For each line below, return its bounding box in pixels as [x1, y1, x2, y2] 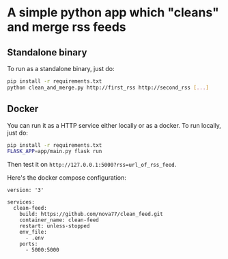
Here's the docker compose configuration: [7, 174, 126, 182]
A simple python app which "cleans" [7, 5, 220, 21]
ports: [19, 241, 38, 247]
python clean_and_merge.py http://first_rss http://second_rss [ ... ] [7, 84, 210, 91]
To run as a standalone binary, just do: [7, 65, 115, 72]
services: [7, 199, 35, 206]
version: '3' [7, 187, 44, 194]
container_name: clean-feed [19, 217, 99, 223]
